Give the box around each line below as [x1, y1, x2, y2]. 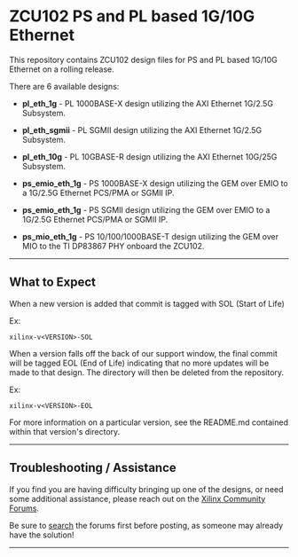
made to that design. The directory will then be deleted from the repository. [9, 366, 285, 378]
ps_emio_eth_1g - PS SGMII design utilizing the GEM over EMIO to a [21, 204, 271, 215]
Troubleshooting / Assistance [9, 460, 177, 475]
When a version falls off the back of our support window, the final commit [9, 348, 278, 358]
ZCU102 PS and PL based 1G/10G [9, 6, 255, 27]
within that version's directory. [9, 426, 121, 436]
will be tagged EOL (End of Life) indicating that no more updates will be [9, 357, 270, 368]
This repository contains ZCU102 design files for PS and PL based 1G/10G [9, 54, 278, 65]
